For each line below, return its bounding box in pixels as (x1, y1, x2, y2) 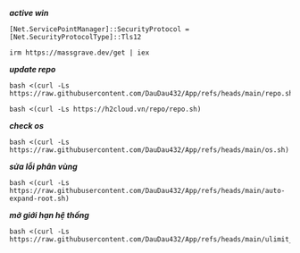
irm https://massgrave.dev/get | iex (9, 48, 150, 57)
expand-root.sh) (9, 194, 70, 203)
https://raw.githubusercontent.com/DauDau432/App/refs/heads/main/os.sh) (9, 146, 290, 155)
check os (9, 121, 45, 131)
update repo (9, 64, 56, 74)
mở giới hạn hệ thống (9, 210, 89, 220)
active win (9, 8, 49, 18)
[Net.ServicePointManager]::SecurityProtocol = (9, 25, 190, 34)
